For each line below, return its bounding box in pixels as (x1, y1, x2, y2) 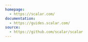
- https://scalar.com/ (9, 12, 55, 16)
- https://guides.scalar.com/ (9, 20, 70, 26)
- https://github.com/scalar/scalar (9, 29, 83, 34)
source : (5, 25, 21, 30)
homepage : (5, 7, 25, 12)
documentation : (5, 16, 36, 21)
